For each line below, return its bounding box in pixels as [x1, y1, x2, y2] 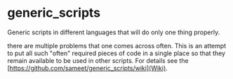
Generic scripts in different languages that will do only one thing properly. [7, 28, 220, 36]
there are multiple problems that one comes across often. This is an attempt [7, 41, 227, 50]
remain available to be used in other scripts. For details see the [7, 56, 189, 64]
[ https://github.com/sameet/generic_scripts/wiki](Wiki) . [7, 64, 168, 72]
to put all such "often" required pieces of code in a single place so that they [7, 49, 226, 57]
